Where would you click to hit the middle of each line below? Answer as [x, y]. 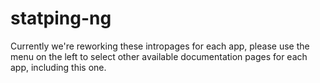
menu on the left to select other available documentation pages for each [159, 56]
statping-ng [61, 18]
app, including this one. [58, 67]
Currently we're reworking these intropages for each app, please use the [160, 46]
